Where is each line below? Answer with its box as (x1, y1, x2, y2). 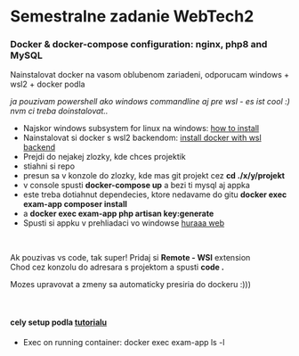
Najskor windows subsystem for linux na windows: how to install (22, 123, 260, 134)
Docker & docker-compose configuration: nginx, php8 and (10, 38, 268, 51)
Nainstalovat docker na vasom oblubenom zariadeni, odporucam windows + (10, 70, 290, 80)
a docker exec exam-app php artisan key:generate (22, 208, 214, 219)
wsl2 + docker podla (10, 79, 85, 90)
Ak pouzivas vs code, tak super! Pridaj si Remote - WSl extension (10, 253, 251, 263)
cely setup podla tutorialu (10, 317, 108, 327)
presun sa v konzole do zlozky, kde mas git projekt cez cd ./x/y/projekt (22, 170, 286, 181)
